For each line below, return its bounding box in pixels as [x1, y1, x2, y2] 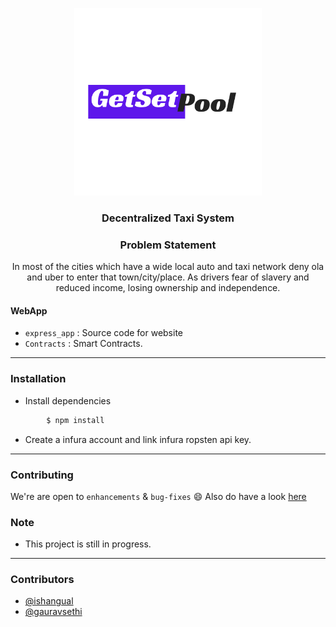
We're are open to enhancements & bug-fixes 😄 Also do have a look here [10, 490, 307, 502]
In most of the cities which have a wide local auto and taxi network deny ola [11, 261, 325, 273]
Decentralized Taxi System [101, 211, 235, 225]
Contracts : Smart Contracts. [24, 338, 143, 350]
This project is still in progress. [24, 538, 152, 550]
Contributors [10, 573, 75, 587]
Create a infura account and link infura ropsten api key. [24, 433, 252, 445]
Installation [10, 372, 67, 386]
